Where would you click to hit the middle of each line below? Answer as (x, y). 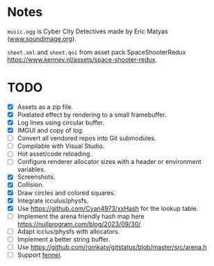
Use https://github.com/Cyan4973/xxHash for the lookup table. (108, 208)
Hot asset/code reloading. (55, 154)
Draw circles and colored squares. (66, 192)
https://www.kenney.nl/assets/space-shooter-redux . (82, 59)
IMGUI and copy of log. (50, 131)
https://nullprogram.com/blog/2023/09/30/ (79, 224)
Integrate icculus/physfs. (53, 200)
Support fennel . (40, 255)
